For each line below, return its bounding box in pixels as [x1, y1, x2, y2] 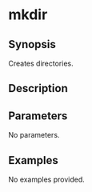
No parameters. [8, 130, 60, 140]
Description [8, 82, 68, 95]
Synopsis [8, 38, 56, 51]
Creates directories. [8, 58, 74, 68]
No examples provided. [8, 174, 86, 185]
